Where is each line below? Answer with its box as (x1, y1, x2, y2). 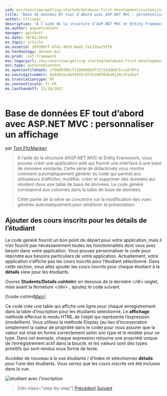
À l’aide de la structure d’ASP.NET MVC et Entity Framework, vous (17, 155, 152, 161)
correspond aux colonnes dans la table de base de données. (17, 187, 142, 193)
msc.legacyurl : (5, 58, 37, 63)
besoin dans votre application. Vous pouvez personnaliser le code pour (5, 248, 151, 254)
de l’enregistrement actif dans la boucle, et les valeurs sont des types (5, 340, 148, 347)
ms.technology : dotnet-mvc (5, 49, 61, 54)
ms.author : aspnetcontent (5, 26, 59, 31)
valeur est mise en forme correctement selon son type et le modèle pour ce (5, 330, 160, 336)
